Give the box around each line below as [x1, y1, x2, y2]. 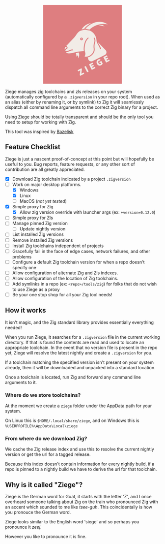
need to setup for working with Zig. [5, 119, 76, 125]
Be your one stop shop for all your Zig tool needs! [12, 291, 112, 297]
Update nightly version [19, 226, 66, 232]
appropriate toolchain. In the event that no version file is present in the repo [5, 345, 158, 351]
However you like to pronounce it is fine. [5, 534, 87, 540]
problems [12, 254, 32, 259]
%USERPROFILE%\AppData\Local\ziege [5, 424, 78, 429]
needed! [5, 324, 22, 330]
